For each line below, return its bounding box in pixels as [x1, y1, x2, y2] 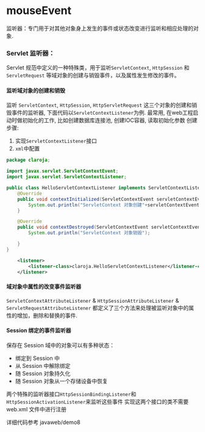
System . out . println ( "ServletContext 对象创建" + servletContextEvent [28, 202, 200, 208]
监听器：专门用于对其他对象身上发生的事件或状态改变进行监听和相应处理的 [6, 24, 193, 32]
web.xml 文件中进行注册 [6, 405, 67, 412]
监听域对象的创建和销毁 [6, 87, 65, 94]
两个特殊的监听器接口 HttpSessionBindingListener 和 [6, 390, 137, 397]
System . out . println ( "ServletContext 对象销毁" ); [28, 230, 151, 236]
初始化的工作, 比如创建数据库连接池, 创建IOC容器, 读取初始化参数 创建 [22, 117, 198, 124]
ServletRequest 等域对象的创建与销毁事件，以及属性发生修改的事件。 [6, 71, 180, 79]
